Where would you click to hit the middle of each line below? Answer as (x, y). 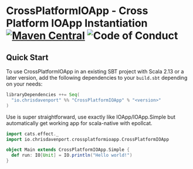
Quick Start (27, 57)
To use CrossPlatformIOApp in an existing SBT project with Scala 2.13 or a (95, 71)
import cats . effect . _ (33, 134)
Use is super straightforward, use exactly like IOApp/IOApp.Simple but (91, 117)
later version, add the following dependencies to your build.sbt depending (97, 78)
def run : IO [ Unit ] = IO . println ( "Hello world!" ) (72, 156)
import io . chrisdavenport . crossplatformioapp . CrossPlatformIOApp (87, 139)
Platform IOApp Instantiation (77, 23)
